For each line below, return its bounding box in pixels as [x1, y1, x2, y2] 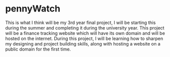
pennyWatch [5, 3, 61, 14]
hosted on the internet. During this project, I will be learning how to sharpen [5, 35, 163, 41]
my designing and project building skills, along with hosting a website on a [5, 40, 161, 46]
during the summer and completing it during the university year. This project [5, 24, 165, 30]
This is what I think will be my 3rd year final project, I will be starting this [5, 19, 156, 25]
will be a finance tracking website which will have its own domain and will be [5, 30, 165, 36]
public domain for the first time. [5, 46, 71, 52]
